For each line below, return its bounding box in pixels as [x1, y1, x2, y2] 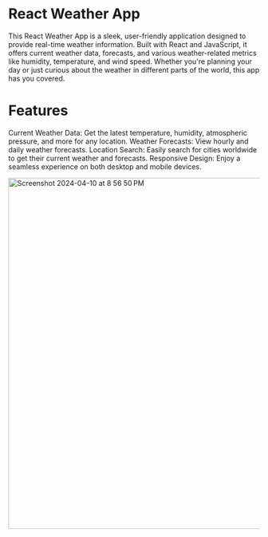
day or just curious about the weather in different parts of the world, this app [8, 65, 260, 74]
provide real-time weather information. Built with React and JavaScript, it [8, 39, 247, 49]
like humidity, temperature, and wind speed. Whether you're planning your [8, 57, 253, 66]
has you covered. [8, 73, 65, 83]
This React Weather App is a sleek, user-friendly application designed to [8, 31, 246, 41]
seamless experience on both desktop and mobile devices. [8, 161, 202, 172]
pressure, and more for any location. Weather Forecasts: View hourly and [8, 136, 249, 146]
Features [8, 101, 69, 120]
